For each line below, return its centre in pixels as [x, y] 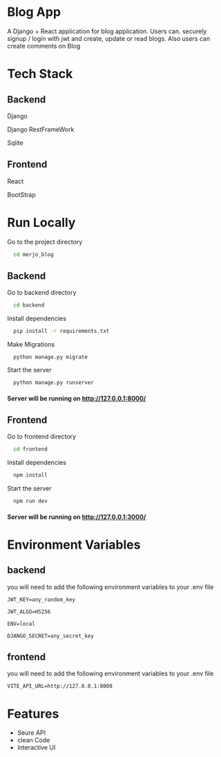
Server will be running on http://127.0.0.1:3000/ [77, 517]
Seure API [31, 733]
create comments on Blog [44, 46]
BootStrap [21, 194]
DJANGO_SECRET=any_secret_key [51, 636]
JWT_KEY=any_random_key [41, 599]
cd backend [29, 305]
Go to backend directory [42, 293]
